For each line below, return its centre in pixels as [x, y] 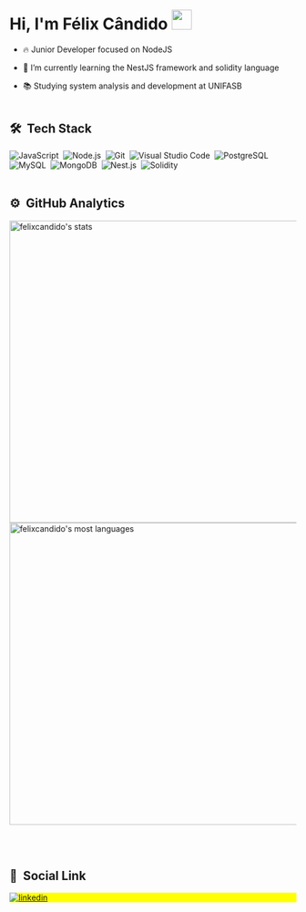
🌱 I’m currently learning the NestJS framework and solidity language [151, 67]
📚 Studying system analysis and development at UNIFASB [133, 86]
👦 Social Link [48, 876]
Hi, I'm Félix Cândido [89, 24]
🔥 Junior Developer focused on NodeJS [97, 49]
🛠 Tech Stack [51, 129]
